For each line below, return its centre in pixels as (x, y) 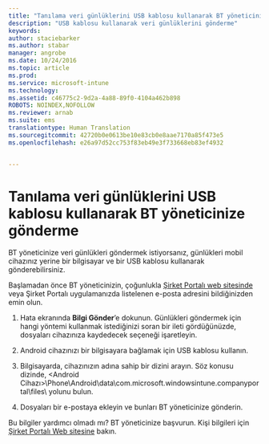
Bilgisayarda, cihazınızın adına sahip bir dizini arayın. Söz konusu (126, 366)
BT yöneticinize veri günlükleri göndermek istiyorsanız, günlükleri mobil (126, 253)
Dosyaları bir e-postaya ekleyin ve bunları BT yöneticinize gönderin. (131, 407)
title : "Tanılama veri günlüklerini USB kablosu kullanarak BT (116, 16)
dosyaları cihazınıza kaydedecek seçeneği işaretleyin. (108, 335)
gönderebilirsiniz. (37, 270)
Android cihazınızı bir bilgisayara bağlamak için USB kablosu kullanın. (134, 351)
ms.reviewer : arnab (41, 113)
